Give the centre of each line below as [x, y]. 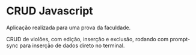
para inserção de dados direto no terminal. [72, 45]
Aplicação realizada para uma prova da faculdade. [69, 27]
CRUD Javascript [50, 11]
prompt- [180, 39]
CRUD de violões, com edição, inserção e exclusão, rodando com [87, 39]
